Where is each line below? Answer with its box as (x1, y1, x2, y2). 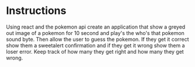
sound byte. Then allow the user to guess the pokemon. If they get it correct (6, 36, 189, 43)
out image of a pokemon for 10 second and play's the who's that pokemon (6, 29, 185, 36)
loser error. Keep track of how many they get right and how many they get (6, 48, 184, 55)
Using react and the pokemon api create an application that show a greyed (6, 23, 186, 30)
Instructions (6, 4, 67, 17)
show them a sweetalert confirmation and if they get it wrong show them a (6, 42, 185, 49)
